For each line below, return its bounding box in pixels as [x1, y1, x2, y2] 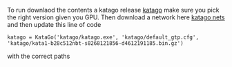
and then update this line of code [7, 21, 101, 28]
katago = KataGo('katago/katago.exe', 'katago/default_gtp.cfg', [7, 34, 199, 41]
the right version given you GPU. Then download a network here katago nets [7, 13, 225, 21]
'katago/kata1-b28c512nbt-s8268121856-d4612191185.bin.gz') [7, 40, 184, 47]
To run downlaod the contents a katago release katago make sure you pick [7, 6, 220, 14]
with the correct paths [7, 52, 70, 60]
